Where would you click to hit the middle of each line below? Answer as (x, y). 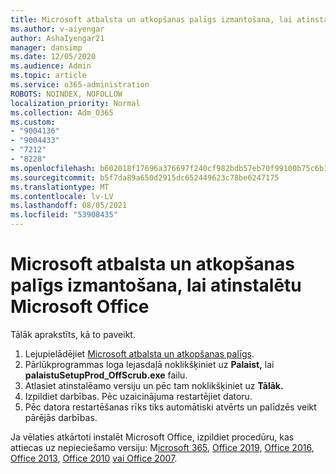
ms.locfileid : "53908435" (64, 215)
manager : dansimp (46, 47)
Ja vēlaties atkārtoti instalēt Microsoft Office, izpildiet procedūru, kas (152, 437)
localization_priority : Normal (75, 103)
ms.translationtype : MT (60, 187)
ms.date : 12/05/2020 (53, 57)
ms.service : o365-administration (80, 85)
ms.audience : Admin (51, 66)
